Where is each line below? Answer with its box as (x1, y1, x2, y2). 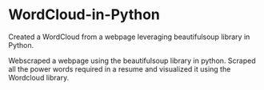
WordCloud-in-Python (8, 6, 160, 24)
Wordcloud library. (8, 72, 70, 82)
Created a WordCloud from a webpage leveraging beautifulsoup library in (8, 32, 250, 41)
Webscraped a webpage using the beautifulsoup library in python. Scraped (8, 56, 256, 65)
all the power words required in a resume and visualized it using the (8, 64, 231, 73)
